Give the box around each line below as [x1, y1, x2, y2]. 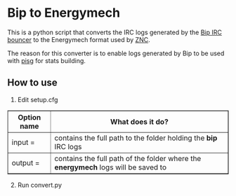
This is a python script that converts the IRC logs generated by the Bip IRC [7, 28, 223, 36]
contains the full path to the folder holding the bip [54, 133, 218, 143]
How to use [7, 77, 58, 89]
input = [11, 137, 35, 147]
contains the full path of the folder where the [54, 153, 202, 163]
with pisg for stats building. [7, 56, 86, 64]
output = [11, 157, 40, 167]
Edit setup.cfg [17, 95, 58, 104]
